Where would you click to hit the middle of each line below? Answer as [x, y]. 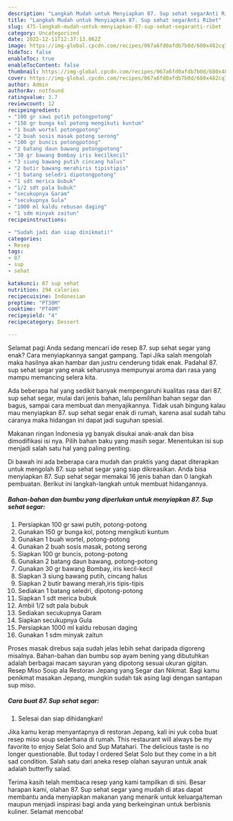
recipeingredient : [34, 110]
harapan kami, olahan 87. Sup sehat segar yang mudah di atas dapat [105, 789]
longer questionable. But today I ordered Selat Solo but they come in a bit [112, 754]
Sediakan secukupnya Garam [60, 612]
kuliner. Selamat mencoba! [46, 811]
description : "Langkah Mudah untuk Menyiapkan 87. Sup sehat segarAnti [113, 14]
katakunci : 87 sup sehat [44, 283]
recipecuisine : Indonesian [47, 296]
